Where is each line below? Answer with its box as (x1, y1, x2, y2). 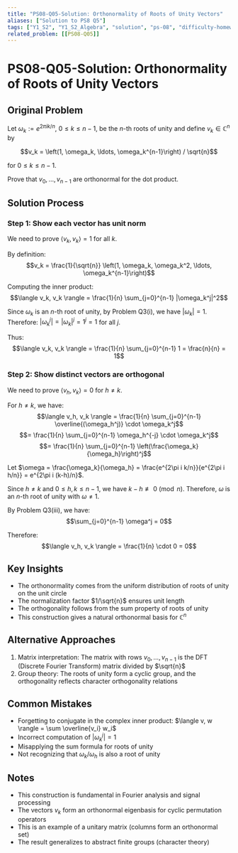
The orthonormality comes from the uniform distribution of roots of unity (17, 581, 229, 590)
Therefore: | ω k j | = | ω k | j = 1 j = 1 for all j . (7, 316, 121, 328)
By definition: (7, 250, 46, 258)
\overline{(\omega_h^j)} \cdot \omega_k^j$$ (54, 420, 184, 429)
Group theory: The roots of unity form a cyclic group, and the (17, 670, 196, 678)
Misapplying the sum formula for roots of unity (17, 742, 154, 751)
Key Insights (7, 562, 64, 574)
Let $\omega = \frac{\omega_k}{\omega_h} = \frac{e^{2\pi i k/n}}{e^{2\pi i (7, 463, 225, 472)
